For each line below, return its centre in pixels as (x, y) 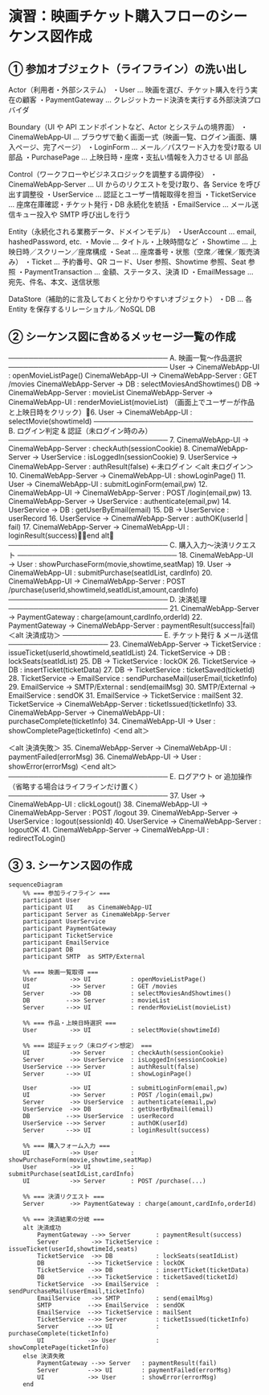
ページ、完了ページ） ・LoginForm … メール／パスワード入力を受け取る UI (138, 147)
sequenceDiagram (35, 885)
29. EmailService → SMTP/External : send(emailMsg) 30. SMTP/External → (132, 687)
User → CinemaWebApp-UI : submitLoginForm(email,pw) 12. (108, 484)
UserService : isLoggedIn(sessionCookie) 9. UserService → (139, 456)
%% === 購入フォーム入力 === (67, 1145)
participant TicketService (68, 935)
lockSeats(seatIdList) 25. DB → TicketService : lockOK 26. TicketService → (132, 661)
